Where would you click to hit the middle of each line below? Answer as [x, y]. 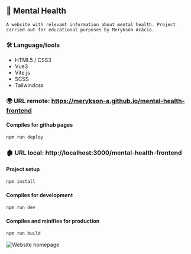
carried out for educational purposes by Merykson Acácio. [80, 30]
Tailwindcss [29, 85]
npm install [21, 182]
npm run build [24, 234]
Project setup [23, 169]
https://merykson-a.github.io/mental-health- [118, 101]
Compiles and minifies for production [53, 221]
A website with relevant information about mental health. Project [91, 24]
